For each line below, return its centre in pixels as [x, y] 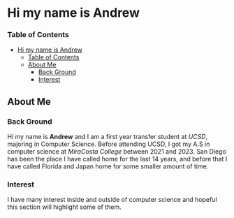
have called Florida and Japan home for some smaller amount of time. [108, 166]
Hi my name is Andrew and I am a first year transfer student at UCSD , [108, 137]
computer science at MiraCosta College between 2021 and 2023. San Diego [117, 152]
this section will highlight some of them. [64, 207]
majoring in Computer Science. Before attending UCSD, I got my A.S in [109, 144]
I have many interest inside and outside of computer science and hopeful [112, 200]
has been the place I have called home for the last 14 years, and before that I [117, 159]
